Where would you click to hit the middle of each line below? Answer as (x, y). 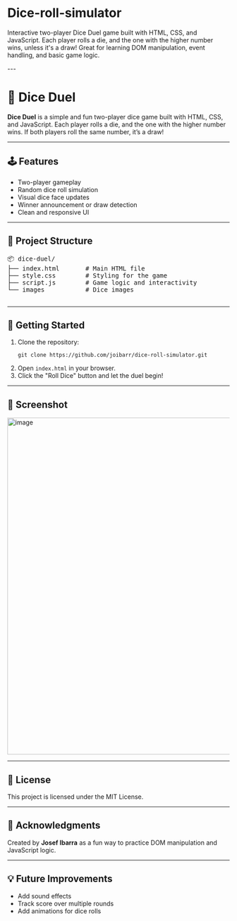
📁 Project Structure (50, 241)
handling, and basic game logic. (54, 55)
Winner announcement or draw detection (77, 204)
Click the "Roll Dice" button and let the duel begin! (90, 376)
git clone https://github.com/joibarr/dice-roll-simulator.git (113, 355)
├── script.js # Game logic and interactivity (102, 283)
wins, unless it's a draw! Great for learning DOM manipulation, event (107, 47)
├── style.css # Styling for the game (87, 275)
